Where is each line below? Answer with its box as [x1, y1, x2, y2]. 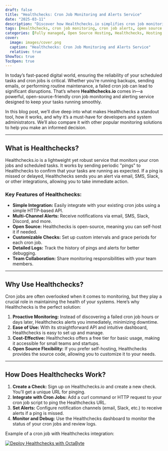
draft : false [5, 7, 32, 13]
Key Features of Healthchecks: [5, 191, 82, 198]
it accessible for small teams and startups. [12, 340, 100, 346]
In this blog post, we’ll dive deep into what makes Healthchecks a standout [5, 109, 159, 115]
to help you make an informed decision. [5, 125, 86, 131]
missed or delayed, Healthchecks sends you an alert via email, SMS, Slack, [5, 173, 160, 179]
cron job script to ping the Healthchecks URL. [12, 399, 106, 405]
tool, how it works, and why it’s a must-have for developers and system [5, 114, 152, 120]
